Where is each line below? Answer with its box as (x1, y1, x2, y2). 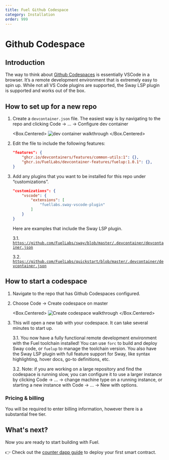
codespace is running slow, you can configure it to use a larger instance (12, 371, 162, 377)
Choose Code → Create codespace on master (12, 300, 108, 306)
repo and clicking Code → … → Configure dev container (12, 121, 129, 127)
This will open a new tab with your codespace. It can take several (12, 320, 148, 326)
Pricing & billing (5, 394, 44, 401)
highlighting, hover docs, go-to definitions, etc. (12, 356, 110, 362)
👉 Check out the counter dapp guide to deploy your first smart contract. (5, 449, 156, 455)
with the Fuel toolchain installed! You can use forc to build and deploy (12, 340, 157, 346)
